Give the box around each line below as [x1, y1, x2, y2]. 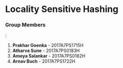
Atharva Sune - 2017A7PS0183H [12, 47, 80, 53]
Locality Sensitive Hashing [5, 3, 118, 15]
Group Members [5, 21, 46, 28]
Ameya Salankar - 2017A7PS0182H [12, 53, 86, 59]
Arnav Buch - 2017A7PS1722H [12, 58, 75, 64]
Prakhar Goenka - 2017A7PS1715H [12, 42, 84, 48]
